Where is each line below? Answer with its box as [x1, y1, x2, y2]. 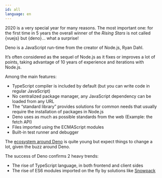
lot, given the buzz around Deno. [5, 144, 70, 149]
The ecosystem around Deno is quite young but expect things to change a [5, 138, 153, 144]
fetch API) [12, 119, 32, 125]
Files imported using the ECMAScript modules [12, 124, 104, 130]
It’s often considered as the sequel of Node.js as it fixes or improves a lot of [5, 54, 156, 59]
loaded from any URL [12, 98, 55, 104]
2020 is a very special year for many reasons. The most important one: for [5, 25, 153, 30]
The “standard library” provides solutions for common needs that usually [12, 104, 157, 109]
